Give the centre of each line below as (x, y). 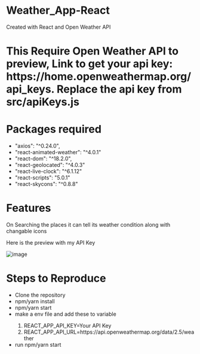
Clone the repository (40, 295)
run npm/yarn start (38, 344)
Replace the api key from (119, 89)
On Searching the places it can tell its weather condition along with (88, 225)
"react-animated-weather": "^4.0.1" (58, 152)
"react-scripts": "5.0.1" (42, 178)
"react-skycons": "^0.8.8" (47, 184)
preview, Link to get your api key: (90, 64)
